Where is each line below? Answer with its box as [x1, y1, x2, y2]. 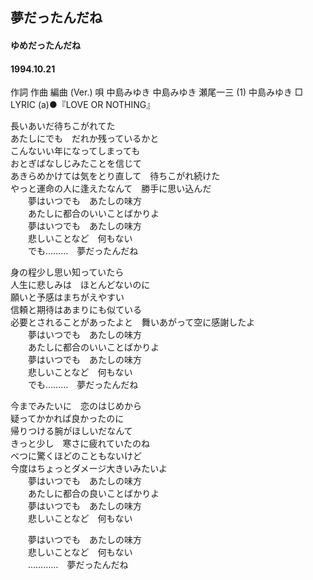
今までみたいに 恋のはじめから [10, 400, 142, 412]
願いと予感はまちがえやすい [10, 291, 125, 303]
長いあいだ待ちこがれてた [10, 120, 116, 132]
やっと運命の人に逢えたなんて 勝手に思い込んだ [10, 183, 212, 195]
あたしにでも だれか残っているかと [10, 133, 160, 145]
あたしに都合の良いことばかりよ [27, 488, 160, 500]
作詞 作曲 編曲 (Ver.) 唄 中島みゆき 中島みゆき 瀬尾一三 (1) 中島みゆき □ [10, 86, 303, 98]
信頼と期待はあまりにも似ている [10, 304, 142, 316]
